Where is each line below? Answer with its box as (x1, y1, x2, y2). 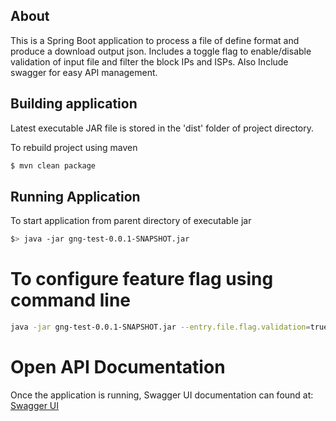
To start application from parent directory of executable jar (10, 215, 252, 227)
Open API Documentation (10, 356, 226, 379)
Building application (10, 95, 138, 113)
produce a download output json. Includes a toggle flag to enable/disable (10, 45, 312, 57)
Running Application (10, 188, 141, 205)
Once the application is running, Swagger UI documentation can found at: (10, 389, 314, 401)
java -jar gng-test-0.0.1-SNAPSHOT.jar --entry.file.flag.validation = (10, 322, 311, 333)
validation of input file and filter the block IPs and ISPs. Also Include (10, 55, 289, 68)
